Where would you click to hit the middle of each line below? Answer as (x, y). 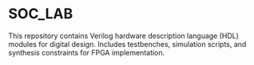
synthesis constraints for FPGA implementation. (87, 52)
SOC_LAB (41, 14)
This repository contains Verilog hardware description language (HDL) (124, 36)
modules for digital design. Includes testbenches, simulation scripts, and (127, 44)
